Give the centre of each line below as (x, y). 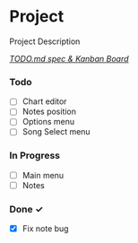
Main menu (43, 175)
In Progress (35, 156)
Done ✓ (26, 209)
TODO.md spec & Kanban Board (69, 58)
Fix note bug (45, 229)
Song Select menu (56, 132)
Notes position (49, 112)
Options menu (48, 122)
